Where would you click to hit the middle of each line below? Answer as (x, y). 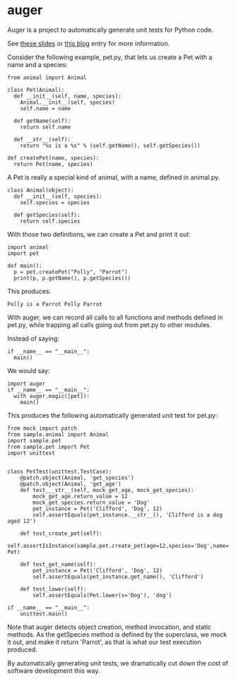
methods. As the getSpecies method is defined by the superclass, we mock (117, 634)
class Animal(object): (41, 190)
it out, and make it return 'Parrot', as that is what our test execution (104, 642)
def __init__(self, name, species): (67, 96)
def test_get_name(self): (58, 564)
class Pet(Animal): (36, 90)
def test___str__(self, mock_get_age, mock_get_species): (107, 490)
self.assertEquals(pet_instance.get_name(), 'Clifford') (118, 577)
